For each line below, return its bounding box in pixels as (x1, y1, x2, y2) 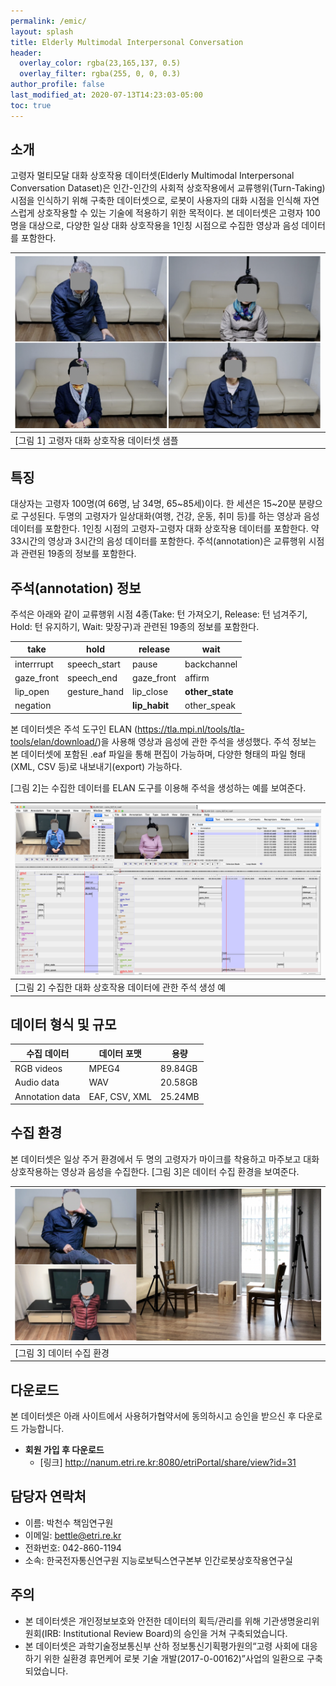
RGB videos (14, 1063, 63, 1075)
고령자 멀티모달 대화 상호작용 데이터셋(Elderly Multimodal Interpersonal (10, 170, 295, 182)
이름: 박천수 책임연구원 (24, 1516, 114, 1529)
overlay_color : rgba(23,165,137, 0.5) (19, 58, 182, 69)
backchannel (184, 658, 238, 670)
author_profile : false (10, 80, 105, 90)
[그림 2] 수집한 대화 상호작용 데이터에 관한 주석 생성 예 (14, 981, 227, 993)
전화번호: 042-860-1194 (24, 1541, 122, 1554)
